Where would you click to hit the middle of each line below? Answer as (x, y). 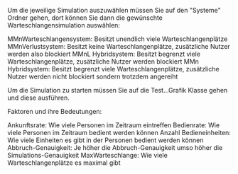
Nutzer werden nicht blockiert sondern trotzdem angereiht (93, 76)
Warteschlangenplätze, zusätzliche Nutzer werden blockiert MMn (103, 62)
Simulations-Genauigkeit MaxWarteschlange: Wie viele (88, 155)
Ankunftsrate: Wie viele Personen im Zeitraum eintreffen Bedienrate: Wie (114, 125)
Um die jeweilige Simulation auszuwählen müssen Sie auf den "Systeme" (114, 10)
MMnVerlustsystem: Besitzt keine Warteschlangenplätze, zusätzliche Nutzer (119, 46)
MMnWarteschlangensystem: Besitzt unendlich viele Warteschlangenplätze (118, 39)
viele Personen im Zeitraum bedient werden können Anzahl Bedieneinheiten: (119, 133)
